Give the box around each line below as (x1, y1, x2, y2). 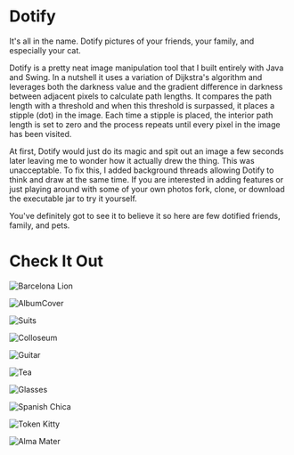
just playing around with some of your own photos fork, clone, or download (9, 183, 285, 194)
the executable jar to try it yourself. (9, 193, 138, 204)
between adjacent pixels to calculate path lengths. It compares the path (9, 91, 272, 102)
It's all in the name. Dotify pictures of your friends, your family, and (9, 36, 255, 46)
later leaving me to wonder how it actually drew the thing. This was (9, 155, 256, 166)
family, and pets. (9, 220, 70, 231)
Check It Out (9, 251, 104, 272)
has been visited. (9, 128, 72, 139)
